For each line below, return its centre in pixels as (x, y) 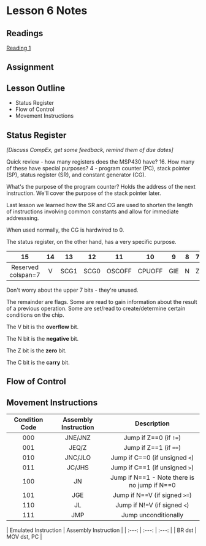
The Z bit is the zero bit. (36, 351)
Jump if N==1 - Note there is (152, 477)
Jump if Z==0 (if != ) (152, 438)
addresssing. (23, 218)
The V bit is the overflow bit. (43, 327)
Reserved (25, 267)
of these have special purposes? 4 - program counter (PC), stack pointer (98, 169)
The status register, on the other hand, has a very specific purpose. (91, 242)
